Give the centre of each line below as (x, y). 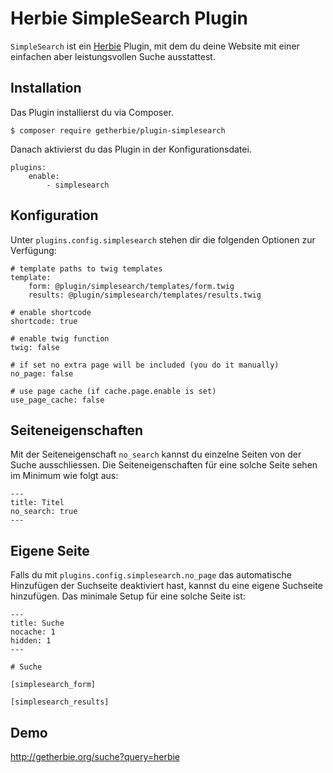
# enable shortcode (51, 312)
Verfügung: (33, 250)
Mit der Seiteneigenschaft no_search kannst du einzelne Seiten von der (156, 454)
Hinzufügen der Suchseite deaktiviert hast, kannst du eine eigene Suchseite (166, 586)
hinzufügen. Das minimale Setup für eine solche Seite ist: (128, 596)
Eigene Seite (50, 550)
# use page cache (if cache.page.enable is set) (113, 391)
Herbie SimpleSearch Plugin (129, 18)
